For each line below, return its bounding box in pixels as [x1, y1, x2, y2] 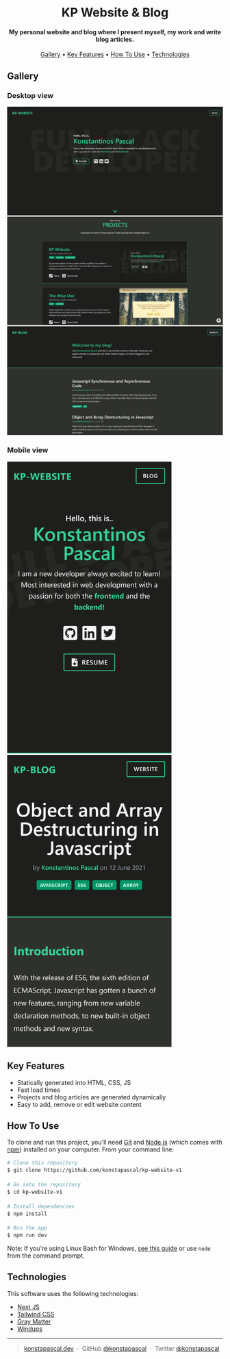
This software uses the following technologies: [7, 1289, 139, 1297]
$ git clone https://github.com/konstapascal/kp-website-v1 [7, 1167, 183, 1174]
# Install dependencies [7, 1203, 75, 1210]
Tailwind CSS [16, 1310, 55, 1318]
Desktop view [7, 90, 53, 100]
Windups [16, 1324, 43, 1333]
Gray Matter [16, 1317, 51, 1325]
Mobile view [7, 445, 49, 455]
